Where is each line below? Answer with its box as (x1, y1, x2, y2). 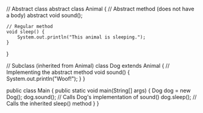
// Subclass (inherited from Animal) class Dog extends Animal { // (6, 62, 169, 69)
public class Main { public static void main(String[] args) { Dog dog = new (6, 87, 191, 94)
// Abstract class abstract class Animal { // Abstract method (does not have (6, 5, 194, 12)
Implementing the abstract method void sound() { (6, 68, 130, 76)
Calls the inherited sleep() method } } (6, 100, 99, 107)
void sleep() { (6, 29, 45, 35)
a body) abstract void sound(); (6, 12, 83, 19)
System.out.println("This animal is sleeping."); (17, 34, 146, 40)
